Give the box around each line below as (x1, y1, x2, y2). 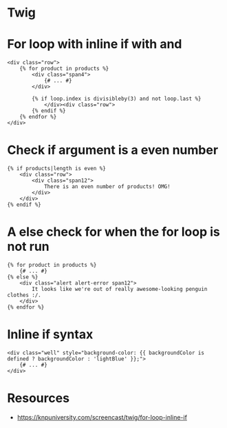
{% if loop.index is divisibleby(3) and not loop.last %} (32, 95, 202, 103)
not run (7, 239, 50, 254)
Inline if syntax (7, 327, 94, 343)
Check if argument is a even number (7, 143, 219, 158)
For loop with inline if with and (7, 37, 182, 52)
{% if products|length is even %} (7, 165, 107, 172)
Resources (7, 391, 70, 406)
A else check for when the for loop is (7, 224, 220, 240)
